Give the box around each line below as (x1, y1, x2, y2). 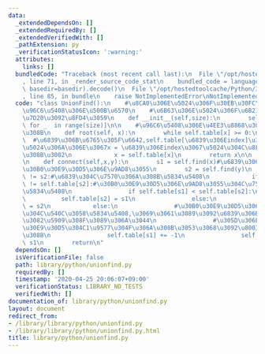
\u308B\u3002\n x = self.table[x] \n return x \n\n (22, 151, 252, 158)
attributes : (15, 56, 55, 64)
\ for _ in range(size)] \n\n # (22, 121, 140, 129)
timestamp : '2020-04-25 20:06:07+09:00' (15, 275, 150, 284)
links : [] (22, 63, 55, 71)
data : (8, 11, 26, 20)
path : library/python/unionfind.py (15, 261, 132, 269)
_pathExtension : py (15, 41, 80, 49)
